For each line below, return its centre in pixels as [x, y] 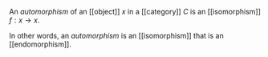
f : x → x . [24, 20]
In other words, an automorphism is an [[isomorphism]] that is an [116, 36]
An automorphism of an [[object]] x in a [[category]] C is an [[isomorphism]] [135, 12]
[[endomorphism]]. [40, 44]
